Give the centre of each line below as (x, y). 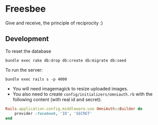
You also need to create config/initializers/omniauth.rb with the (83, 94)
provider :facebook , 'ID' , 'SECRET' (54, 113)
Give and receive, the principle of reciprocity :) (54, 23)
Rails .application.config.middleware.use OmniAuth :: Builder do (74, 109)
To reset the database (28, 51)
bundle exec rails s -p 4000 (36, 79)
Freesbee (25, 9)
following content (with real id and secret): (57, 99)
